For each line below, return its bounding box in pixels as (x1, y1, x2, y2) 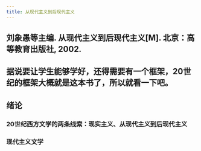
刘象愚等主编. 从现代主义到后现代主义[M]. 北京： (6, 33, 187, 43)
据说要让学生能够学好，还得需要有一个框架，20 (6, 66, 183, 77)
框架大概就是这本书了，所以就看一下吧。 (22, 78, 173, 88)
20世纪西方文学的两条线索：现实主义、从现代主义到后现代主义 (6, 120, 188, 128)
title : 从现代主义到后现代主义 (6, 8, 75, 15)
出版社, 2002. (30, 44, 82, 54)
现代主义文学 (6, 137, 44, 146)
